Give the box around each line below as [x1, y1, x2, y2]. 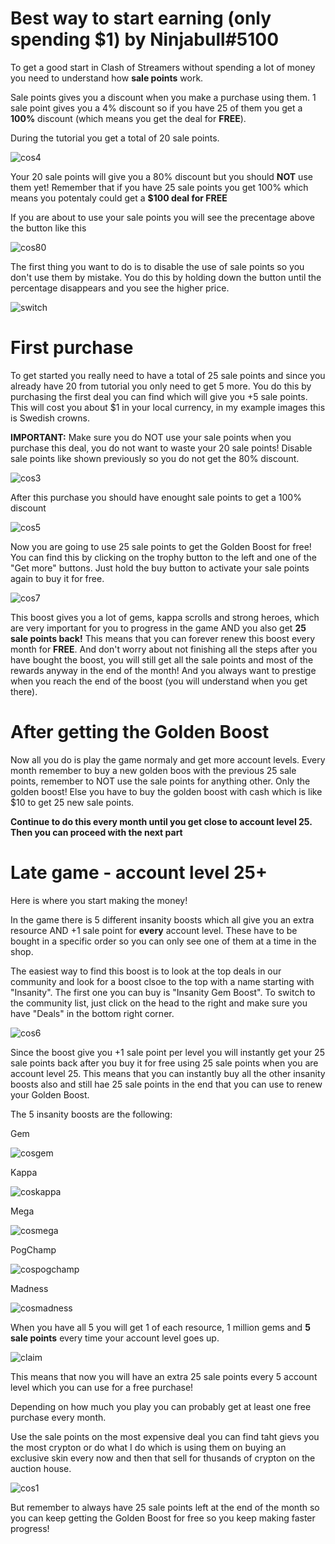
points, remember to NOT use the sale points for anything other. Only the [10, 775, 311, 787]
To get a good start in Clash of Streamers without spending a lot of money [10, 61, 316, 73]
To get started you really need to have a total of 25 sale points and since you [10, 369, 326, 381]
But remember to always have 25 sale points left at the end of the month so [10, 1501, 320, 1513]
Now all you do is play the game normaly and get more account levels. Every [10, 753, 326, 766]
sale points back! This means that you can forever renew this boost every [10, 632, 316, 644]
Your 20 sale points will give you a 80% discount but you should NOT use [10, 170, 313, 182]
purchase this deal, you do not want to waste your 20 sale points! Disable [10, 442, 313, 454]
